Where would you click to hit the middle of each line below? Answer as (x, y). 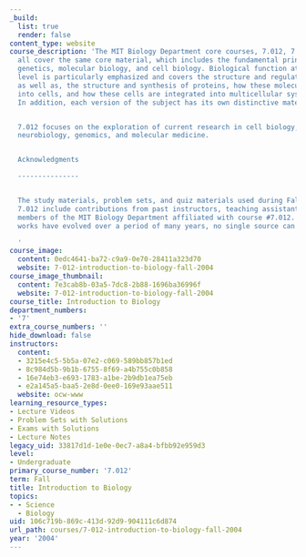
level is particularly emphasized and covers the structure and (142, 77)
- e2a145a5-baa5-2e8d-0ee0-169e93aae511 (95, 386)
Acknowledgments (48, 160)
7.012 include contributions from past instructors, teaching (138, 209)
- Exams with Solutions (55, 429)
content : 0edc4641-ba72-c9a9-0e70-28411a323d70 (110, 259)
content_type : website (52, 43)
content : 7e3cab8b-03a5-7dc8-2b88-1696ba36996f (110, 284)
